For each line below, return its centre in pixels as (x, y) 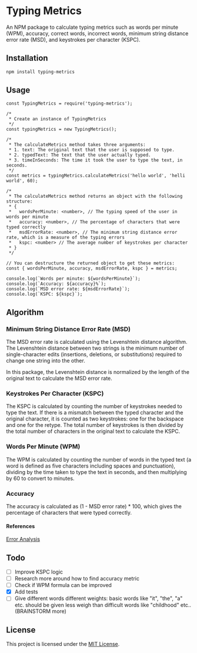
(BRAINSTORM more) (40, 611)
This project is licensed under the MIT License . (63, 644)
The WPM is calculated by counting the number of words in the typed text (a (99, 459)
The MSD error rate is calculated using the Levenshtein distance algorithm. (97, 342)
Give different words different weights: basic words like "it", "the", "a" (98, 598)
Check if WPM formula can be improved (63, 585)
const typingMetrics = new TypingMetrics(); (61, 130)
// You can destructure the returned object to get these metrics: (91, 263)
